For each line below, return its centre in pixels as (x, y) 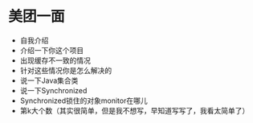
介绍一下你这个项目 (52, 50)
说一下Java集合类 (49, 80)
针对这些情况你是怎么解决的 (66, 70)
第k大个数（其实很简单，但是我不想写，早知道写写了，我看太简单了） (135, 110)
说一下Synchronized (53, 90)
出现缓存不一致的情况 (55, 60)
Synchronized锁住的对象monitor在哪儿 (84, 100)
